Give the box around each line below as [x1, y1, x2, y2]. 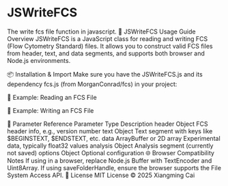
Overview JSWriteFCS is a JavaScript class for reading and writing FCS [7, 34, 208, 42]
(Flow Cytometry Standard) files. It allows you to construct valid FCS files [7, 42, 213, 50]
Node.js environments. [7, 56, 71, 64]
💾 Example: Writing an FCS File [7, 106, 94, 114]
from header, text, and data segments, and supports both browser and [7, 49, 205, 57]
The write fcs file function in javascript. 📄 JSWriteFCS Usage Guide [7, 27, 196, 36]
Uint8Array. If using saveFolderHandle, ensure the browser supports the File [7, 163, 222, 172]
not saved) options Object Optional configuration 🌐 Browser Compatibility [7, 148, 215, 157]
